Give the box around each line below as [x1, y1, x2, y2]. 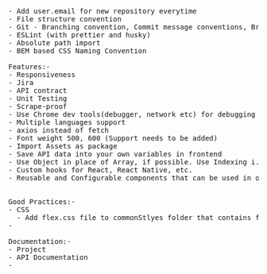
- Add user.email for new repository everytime [8, 7, 197, 15]
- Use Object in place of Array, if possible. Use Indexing [8, 158, 248, 166]
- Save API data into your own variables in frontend [8, 150, 222, 158]
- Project [8, 245, 46, 253]
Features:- [8, 63, 51, 71]
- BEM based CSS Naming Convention [8, 47, 147, 55]
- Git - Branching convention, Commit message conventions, [8, 23, 248, 31]
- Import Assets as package [8, 142, 118, 150]
